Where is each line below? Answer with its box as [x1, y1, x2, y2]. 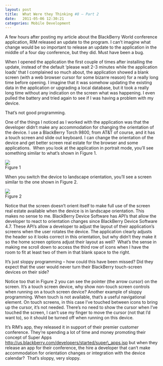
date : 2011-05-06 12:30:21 [5, 16, 64, 21]
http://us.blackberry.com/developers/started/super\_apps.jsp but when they [5, 340, 158, 346]
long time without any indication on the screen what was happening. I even [5, 90, 155, 96]
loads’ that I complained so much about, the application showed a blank [5, 69, 149, 75]
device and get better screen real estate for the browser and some [5, 140, 139, 146]
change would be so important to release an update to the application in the [5, 44, 157, 50]
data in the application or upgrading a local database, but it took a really [5, 85, 149, 91]
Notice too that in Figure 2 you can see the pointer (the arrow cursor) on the [5, 278, 157, 285]
